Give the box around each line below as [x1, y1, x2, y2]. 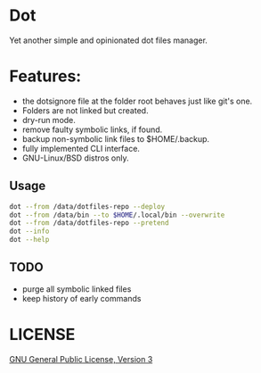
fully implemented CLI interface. [21, 143, 141, 153]
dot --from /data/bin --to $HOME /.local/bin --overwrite [9, 211, 225, 220]
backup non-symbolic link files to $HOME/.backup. [21, 133, 210, 144]
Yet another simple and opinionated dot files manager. [9, 35, 208, 46]
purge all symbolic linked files [21, 283, 132, 294]
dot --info [9, 227, 50, 236]
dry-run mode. [21, 114, 76, 125]
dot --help [9, 236, 50, 245]
